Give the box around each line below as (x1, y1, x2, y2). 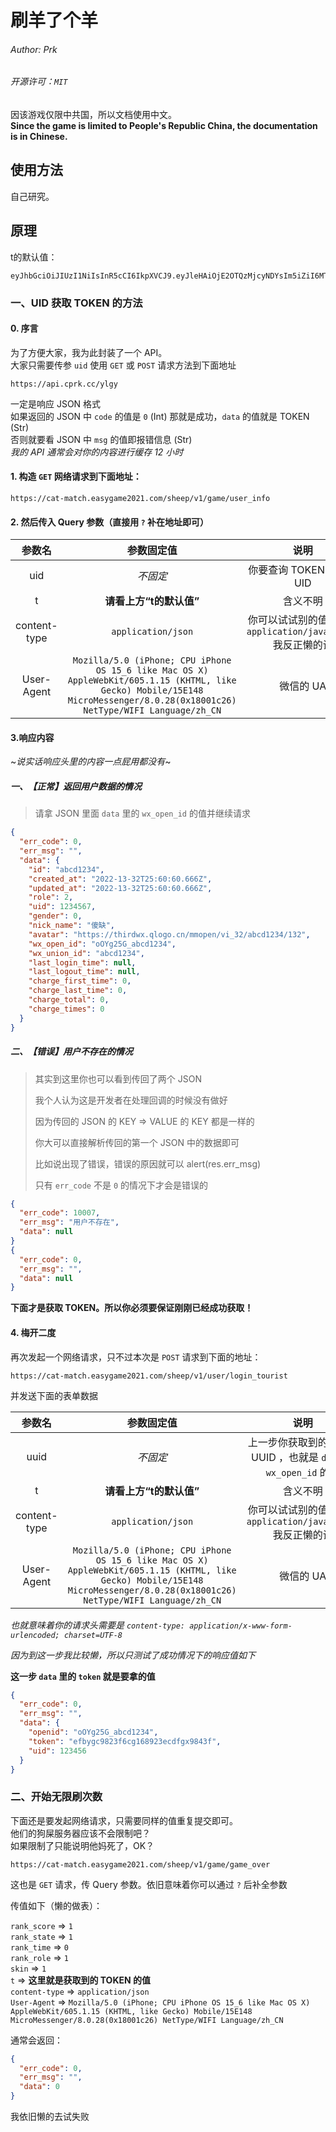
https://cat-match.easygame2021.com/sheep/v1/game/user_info (10, 493, 271, 503)
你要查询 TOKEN (248, 563, 326, 577)
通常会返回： (10, 2034, 63, 2046)
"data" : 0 (19, 2082, 60, 2092)
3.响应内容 (10, 731, 55, 743)
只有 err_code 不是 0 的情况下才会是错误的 (34, 1179, 208, 1191)
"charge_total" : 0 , (28, 995, 110, 1005)
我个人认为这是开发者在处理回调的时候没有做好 (34, 1094, 228, 1106)
